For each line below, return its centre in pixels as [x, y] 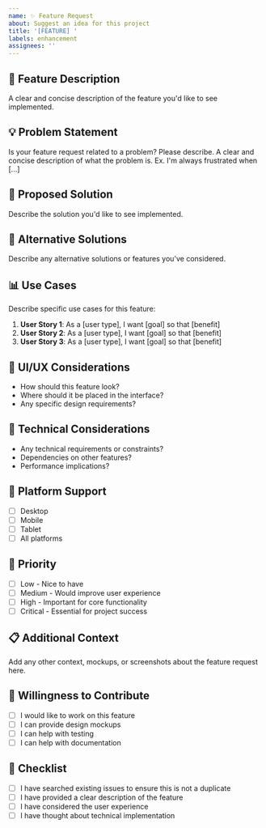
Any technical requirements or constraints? [92, 448]
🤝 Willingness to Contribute [79, 696]
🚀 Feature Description [64, 79]
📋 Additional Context [63, 638]
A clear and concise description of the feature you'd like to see [113, 98]
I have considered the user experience [84, 806]
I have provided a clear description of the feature [101, 797]
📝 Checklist [38, 769]
